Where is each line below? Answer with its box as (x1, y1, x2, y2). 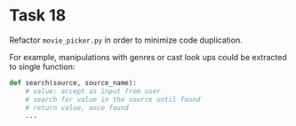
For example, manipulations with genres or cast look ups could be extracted (9, 51, 287, 62)
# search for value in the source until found (25, 95, 201, 104)
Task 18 (9, 5, 67, 26)
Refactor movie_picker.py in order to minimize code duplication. (9, 35, 243, 45)
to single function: (9, 61, 76, 72)
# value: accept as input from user (25, 86, 162, 96)
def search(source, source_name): (9, 78, 138, 87)
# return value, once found (25, 103, 129, 112)
